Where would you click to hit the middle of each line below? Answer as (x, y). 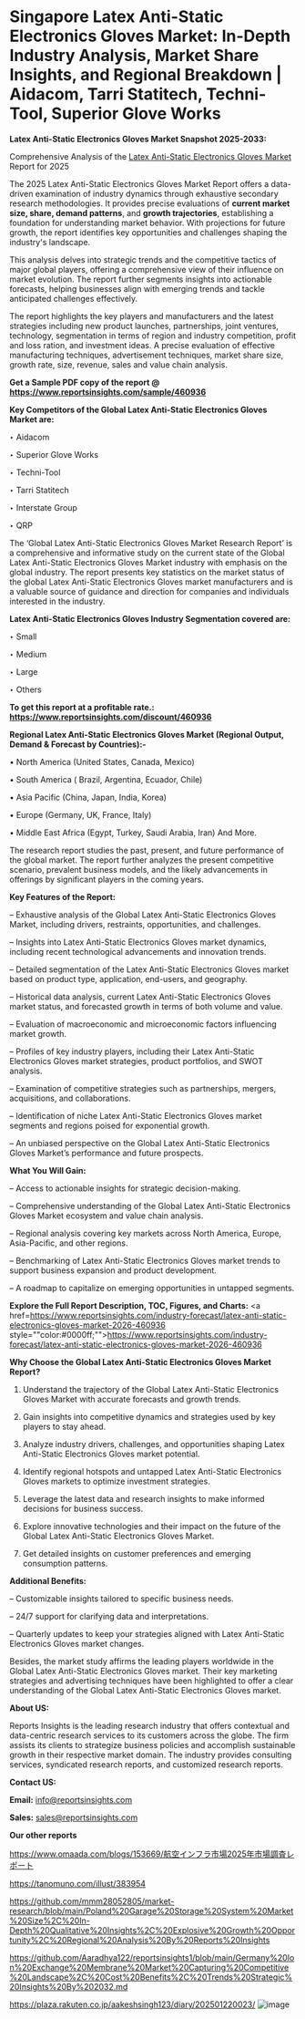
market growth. (38, 1033)
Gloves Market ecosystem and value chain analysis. (107, 1216)
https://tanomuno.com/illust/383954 (78, 1883)
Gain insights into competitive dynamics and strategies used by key (149, 1416)
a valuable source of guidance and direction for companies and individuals (149, 591)
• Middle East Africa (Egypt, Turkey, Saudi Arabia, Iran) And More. (133, 833)
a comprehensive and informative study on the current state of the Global (147, 553)
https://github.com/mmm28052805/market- (92, 1901)
